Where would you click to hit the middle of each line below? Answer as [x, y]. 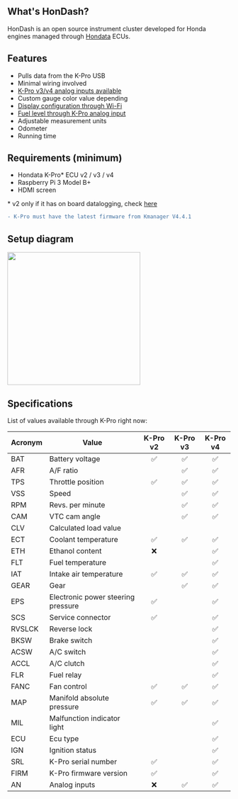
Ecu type [64, 738]
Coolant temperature [84, 539]
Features [27, 58]
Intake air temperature [86, 574]
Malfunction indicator [85, 718]
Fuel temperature [78, 562]
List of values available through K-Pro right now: [77, 420]
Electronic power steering [92, 596]
